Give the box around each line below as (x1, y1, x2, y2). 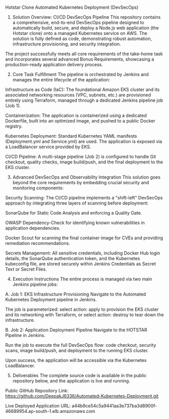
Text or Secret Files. (5, 266, 47, 272)
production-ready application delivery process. (5, 62, 103, 67)
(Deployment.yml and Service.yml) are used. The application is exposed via (5, 139, 162, 144)
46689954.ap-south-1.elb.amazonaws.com (5, 408, 96, 414)
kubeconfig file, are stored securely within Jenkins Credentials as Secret (5, 261, 156, 267)
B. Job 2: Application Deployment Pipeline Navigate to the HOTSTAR (5, 327, 147, 333)
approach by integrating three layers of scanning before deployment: (5, 200, 149, 206)
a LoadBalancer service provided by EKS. (5, 144, 92, 150)
